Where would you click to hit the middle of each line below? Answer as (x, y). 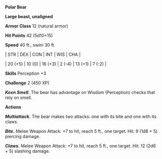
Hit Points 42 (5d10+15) (29, 35)
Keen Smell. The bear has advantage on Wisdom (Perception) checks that (80, 92)
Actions (13, 107)
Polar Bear (16, 7)
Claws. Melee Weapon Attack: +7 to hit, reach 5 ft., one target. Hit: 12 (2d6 (81, 146)
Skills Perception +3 (26, 73)
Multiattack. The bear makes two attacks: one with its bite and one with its (81, 116)
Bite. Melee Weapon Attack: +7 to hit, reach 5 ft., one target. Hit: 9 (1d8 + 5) (81, 131)
